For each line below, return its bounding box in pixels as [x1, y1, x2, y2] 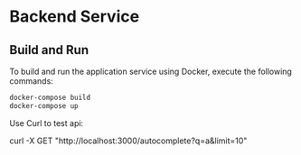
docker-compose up [9, 101, 79, 110]
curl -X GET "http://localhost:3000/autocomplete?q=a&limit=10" [9, 135, 248, 146]
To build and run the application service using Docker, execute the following [9, 66, 292, 77]
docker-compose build [9, 93, 91, 102]
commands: [9, 76, 54, 87]
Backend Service [9, 6, 140, 27]
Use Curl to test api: [9, 117, 84, 128]
